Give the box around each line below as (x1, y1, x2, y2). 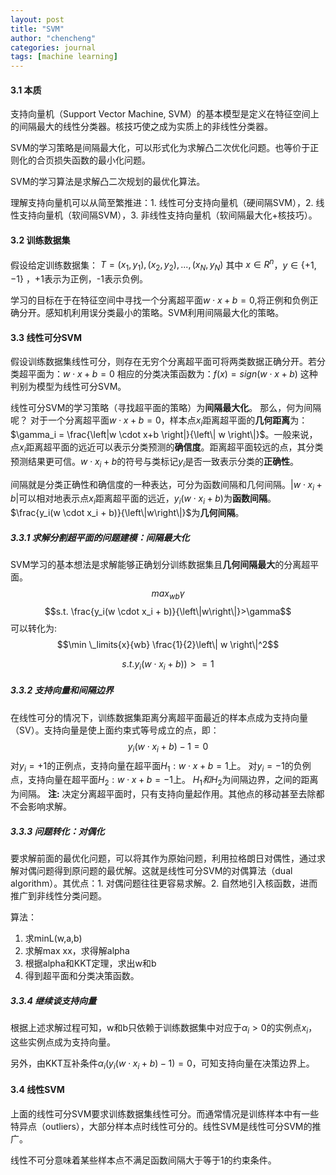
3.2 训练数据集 (10, 234, 71, 246)
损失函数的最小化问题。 (53, 154, 151, 166)
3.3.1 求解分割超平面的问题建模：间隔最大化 (10, 531, 190, 543)
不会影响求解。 (10, 801, 72, 813)
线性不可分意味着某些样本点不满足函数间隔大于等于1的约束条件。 (10, 1154, 277, 1166)
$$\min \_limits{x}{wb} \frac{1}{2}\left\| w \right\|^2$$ (56, 638, 280, 650)
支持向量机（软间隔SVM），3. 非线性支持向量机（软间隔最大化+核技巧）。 (18, 209, 318, 221)
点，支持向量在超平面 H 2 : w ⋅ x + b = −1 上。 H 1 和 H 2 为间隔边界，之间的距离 (10, 774, 319, 788)
